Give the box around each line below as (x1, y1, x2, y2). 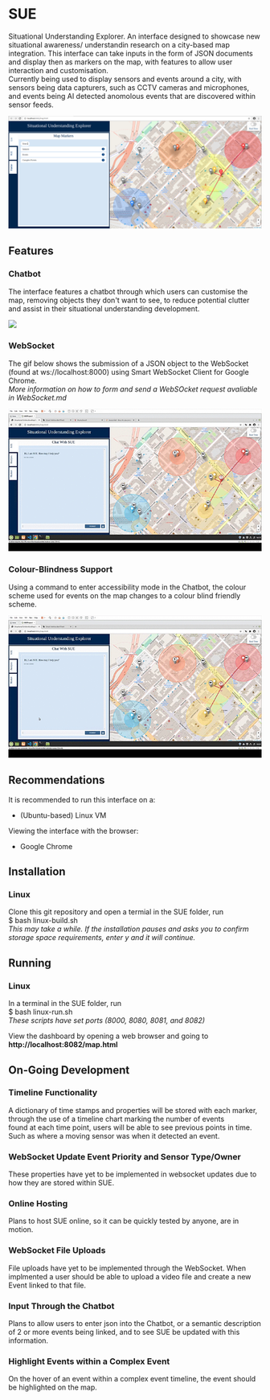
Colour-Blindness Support (8, 564, 113, 575)
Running (8, 956, 52, 970)
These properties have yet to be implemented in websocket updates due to (8, 1169, 257, 1179)
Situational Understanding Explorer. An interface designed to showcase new (8, 31, 261, 41)
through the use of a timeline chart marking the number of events (8, 1114, 225, 1123)
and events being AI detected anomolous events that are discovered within (8, 91, 256, 101)
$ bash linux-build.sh (8, 916, 79, 926)
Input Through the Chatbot (8, 1300, 115, 1312)
